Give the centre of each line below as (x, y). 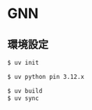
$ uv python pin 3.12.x (46, 76)
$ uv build (25, 90)
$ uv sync (23, 98)
